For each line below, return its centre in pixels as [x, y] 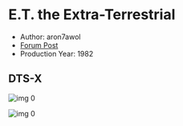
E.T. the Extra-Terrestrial [92, 15]
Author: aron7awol [50, 37]
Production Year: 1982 [57, 53]
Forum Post [39, 45]
